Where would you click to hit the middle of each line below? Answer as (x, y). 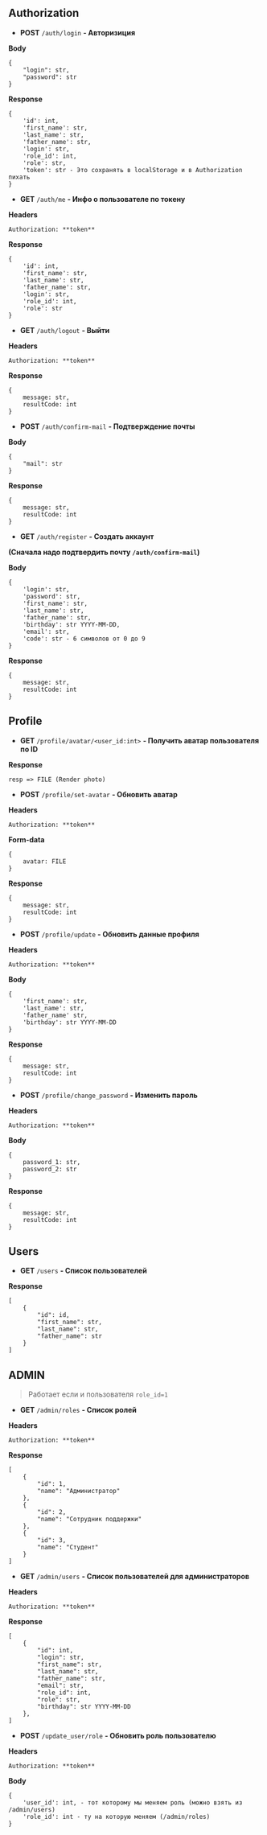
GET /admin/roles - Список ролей (78, 1410)
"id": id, (53, 1315)
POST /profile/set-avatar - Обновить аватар (99, 794)
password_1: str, (52, 1162)
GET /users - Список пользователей (83, 1271)
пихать (19, 177)
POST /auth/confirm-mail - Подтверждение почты (107, 426)
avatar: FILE (45, 861)
